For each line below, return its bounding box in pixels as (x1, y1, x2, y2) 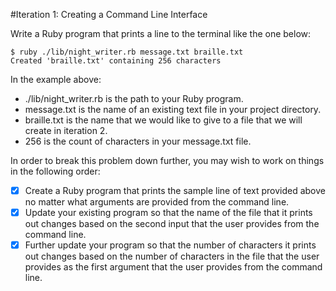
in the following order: (10, 165, 101, 177)
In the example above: (10, 74, 102, 85)
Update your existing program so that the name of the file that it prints (24, 207, 313, 219)
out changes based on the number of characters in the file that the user (24, 250, 320, 263)
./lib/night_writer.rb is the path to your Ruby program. (24, 93, 244, 104)
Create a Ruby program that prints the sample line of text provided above (24, 185, 326, 196)
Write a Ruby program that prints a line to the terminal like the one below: (10, 28, 312, 39)
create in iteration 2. (24, 125, 108, 136)
